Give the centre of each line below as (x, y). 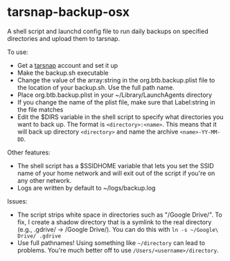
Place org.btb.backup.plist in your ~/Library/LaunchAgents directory (115, 95)
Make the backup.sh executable (63, 73)
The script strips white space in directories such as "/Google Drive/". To (120, 215)
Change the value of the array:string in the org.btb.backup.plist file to (116, 80)
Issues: (17, 201)
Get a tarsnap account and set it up (68, 65)
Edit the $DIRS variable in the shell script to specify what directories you (120, 117)
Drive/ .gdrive (39, 236)
